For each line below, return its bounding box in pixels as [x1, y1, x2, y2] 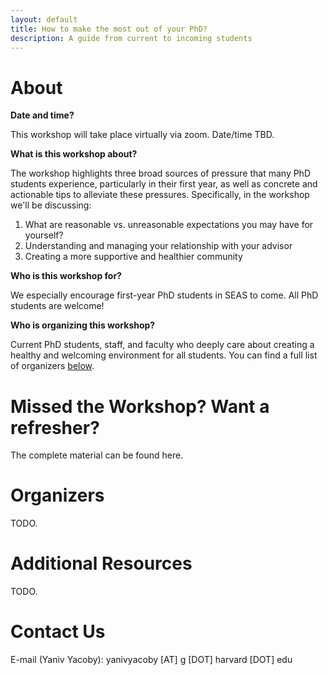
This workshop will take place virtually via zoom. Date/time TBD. [10, 129, 275, 141]
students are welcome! [10, 300, 105, 312]
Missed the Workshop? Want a [10, 395, 270, 418]
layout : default [10, 14, 78, 25]
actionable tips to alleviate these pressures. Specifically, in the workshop [10, 189, 310, 201]
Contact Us [10, 621, 106, 643]
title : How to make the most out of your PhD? [10, 24, 208, 34]
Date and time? [10, 109, 75, 121]
